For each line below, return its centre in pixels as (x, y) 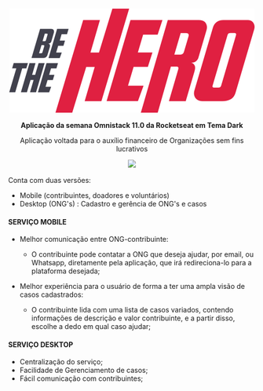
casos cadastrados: (51, 294)
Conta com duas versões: (50, 180)
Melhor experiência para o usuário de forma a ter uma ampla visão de (132, 287)
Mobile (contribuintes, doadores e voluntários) (95, 195)
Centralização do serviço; (61, 362)
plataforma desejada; (66, 271)
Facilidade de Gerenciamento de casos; (84, 371)
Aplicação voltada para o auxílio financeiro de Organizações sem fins (132, 141)
